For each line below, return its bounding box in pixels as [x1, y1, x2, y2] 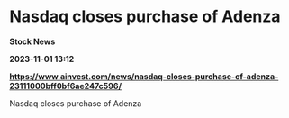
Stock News [9, 36, 56, 47]
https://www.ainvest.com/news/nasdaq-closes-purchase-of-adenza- [9, 70, 279, 82]
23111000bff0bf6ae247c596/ [9, 80, 122, 91]
